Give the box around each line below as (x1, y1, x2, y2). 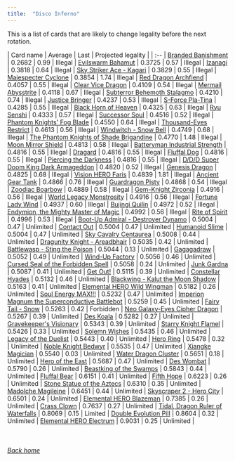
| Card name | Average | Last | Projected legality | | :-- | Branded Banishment (7, 51, 229, 59)
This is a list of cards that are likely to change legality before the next (7, 30, 207, 38)
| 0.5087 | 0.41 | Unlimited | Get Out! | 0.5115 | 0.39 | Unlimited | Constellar (7, 267, 221, 275)
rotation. (7, 37, 32, 46)
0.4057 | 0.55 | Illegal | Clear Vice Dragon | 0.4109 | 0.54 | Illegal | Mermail (7, 80, 222, 89)
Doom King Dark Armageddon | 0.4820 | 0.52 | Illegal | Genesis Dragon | (7, 162, 217, 171)
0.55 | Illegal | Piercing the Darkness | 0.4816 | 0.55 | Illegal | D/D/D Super (7, 155, 220, 164)
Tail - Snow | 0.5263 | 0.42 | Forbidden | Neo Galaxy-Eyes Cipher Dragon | (7, 304, 223, 313)
